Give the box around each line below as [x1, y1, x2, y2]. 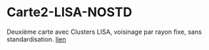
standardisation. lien [6, 35, 66, 43]
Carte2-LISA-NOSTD [6, 4, 133, 20]
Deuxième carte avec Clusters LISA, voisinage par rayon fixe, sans [6, 27, 203, 36]
